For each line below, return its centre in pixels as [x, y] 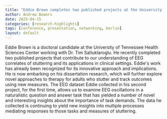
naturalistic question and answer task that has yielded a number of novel [80, 95]
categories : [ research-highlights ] [42, 24]
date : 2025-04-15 [23, 19]
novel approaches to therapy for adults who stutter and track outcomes [79, 79]
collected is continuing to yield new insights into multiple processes [75, 106]
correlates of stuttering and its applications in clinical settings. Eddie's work [83, 63]
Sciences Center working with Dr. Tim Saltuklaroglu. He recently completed [83, 52]
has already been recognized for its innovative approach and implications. [81, 68]
